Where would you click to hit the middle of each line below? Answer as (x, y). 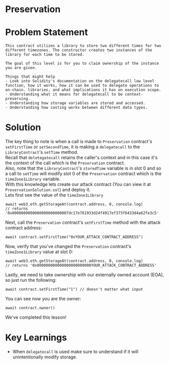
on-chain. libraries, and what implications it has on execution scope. (83, 90)
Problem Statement (47, 33)
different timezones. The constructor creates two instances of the (79, 50)
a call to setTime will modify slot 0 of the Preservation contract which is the (83, 174)
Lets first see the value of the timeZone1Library (54, 195)
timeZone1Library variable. (33, 179)
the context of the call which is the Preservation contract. (65, 163)
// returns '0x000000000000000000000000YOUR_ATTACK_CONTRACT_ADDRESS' (81, 266)
